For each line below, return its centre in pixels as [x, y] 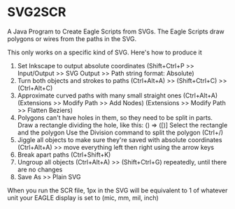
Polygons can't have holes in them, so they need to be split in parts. [115, 117]
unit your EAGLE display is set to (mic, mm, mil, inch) [83, 198]
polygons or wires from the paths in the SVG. [72, 38]
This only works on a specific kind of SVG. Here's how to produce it [105, 52]
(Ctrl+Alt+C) [35, 88]
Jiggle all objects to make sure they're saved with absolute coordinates [120, 139]
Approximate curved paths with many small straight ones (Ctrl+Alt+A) [117, 95]
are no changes [40, 169]
